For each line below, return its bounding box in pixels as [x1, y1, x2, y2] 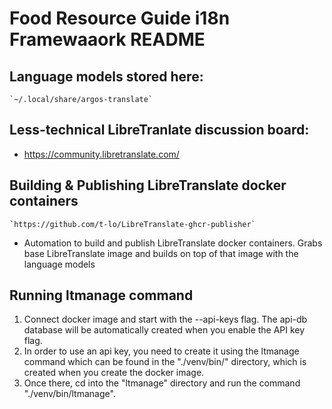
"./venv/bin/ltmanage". [23, 388, 116, 400]
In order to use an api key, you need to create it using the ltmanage [23, 345, 300, 357]
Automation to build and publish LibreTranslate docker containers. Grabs [23, 237, 323, 249]
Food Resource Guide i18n [9, 7, 231, 30]
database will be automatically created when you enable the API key [23, 324, 306, 336]
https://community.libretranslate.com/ [23, 148, 180, 160]
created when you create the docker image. [23, 367, 205, 379]
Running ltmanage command [9, 287, 194, 304]
